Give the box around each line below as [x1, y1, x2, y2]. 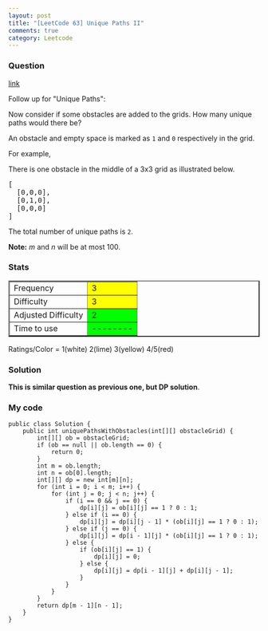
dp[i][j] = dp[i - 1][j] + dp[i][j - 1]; [93, 567, 234, 575]
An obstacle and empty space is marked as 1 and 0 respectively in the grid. [8, 133, 255, 143]
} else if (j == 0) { [65, 525, 137, 533]
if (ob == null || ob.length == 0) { [37, 441, 162, 449]
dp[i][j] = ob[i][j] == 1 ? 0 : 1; [79, 504, 198, 512]
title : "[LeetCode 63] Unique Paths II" [8, 19, 145, 27]
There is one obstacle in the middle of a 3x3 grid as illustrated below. [8, 164, 235, 174]
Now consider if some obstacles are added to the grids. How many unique [8, 109, 253, 119]
